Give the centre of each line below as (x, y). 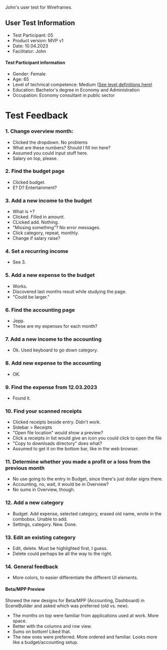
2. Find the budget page (35, 171)
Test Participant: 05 (33, 35)
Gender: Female (29, 74)
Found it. (22, 398)
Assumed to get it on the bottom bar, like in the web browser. (76, 449)
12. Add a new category (34, 503)
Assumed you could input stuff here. (50, 153)
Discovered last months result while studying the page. (69, 292)
